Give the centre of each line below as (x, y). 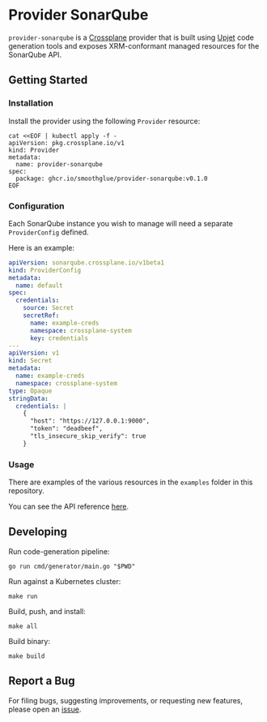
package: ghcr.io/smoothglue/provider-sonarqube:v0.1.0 (112, 178)
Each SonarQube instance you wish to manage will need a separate (121, 223)
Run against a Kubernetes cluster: (65, 581)
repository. (26, 491)
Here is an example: (42, 247)
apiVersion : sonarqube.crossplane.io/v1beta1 (86, 262)
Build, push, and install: (47, 611)
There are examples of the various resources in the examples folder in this (131, 482)
